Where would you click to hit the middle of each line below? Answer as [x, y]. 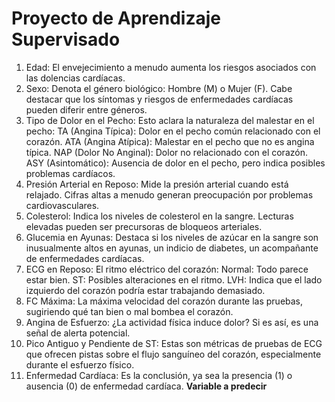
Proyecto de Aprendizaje [116, 18]
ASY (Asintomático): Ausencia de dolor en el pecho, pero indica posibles [175, 163]
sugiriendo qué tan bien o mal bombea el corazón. [129, 311]
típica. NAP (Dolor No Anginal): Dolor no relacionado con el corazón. [166, 152]
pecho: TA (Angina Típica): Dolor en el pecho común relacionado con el [173, 131]
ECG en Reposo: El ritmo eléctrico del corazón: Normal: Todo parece [167, 269]
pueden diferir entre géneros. [86, 109]
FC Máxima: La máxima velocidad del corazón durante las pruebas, [164, 301]
